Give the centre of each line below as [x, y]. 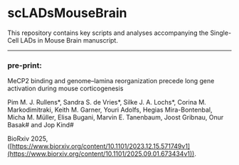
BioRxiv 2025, [28, 139]
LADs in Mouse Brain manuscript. [69, 40]
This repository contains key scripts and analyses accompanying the [108, 33]
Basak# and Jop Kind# [41, 125]
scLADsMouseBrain [67, 13]
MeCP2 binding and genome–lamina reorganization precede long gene [111, 81]
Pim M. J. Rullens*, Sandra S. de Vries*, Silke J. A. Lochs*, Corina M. [107, 102]
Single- [221, 33]
